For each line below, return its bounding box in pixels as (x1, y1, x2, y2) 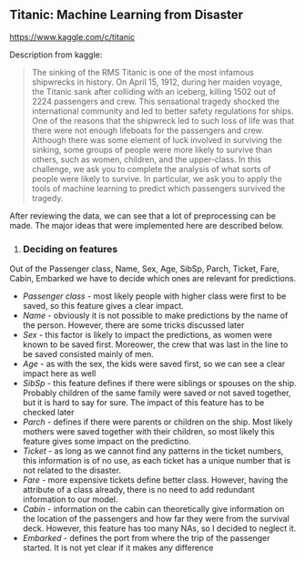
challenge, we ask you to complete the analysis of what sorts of (31, 163, 271, 174)
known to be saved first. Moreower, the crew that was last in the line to (22, 339, 289, 350)
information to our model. (22, 494, 118, 505)
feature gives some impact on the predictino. (22, 436, 191, 447)
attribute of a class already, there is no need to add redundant (22, 485, 255, 496)
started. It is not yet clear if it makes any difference (22, 542, 214, 554)
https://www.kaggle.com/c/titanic (9, 31, 136, 42)
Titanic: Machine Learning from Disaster (9, 7, 244, 23)
